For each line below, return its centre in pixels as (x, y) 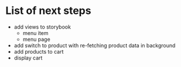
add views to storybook (42, 27)
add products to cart (39, 51)
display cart (28, 58)
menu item (35, 33)
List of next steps (48, 11)
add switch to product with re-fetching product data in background (95, 45)
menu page (36, 39)
